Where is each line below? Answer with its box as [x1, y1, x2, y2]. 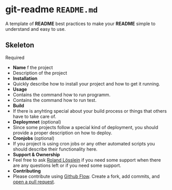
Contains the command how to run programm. [12, 91, 111, 98]
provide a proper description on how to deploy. [12, 130, 112, 136]
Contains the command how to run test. [12, 97, 97, 103]
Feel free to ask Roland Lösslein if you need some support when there [12, 157, 161, 163]
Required [5, 54, 25, 60]
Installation [12, 75, 37, 81]
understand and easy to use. [5, 26, 66, 32]
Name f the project [12, 64, 53, 70]
